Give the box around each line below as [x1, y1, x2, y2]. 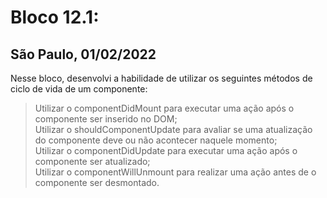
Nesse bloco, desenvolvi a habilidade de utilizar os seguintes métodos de [10, 72, 313, 84]
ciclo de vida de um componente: [10, 83, 148, 95]
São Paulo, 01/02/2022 [10, 46, 157, 63]
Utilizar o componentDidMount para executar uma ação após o [34, 102, 295, 114]
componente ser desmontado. [34, 177, 160, 188]
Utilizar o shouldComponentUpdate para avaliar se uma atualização [34, 124, 313, 135]
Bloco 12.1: [10, 6, 100, 29]
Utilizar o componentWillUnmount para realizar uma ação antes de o [34, 166, 317, 178]
